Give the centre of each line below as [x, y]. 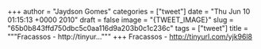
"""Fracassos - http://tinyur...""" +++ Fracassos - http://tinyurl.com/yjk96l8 [130, 36]
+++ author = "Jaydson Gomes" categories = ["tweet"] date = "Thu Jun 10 [129, 11]
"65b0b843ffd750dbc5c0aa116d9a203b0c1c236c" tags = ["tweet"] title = [128, 28]
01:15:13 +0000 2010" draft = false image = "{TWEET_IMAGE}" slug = [121, 20]
